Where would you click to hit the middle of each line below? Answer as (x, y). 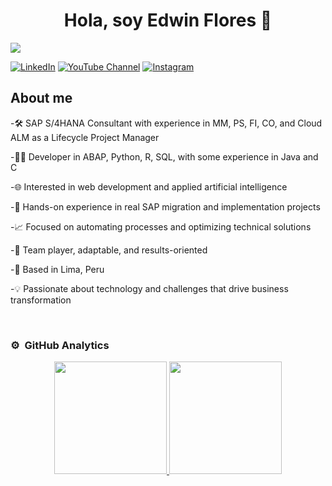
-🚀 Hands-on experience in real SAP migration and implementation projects (165, 206)
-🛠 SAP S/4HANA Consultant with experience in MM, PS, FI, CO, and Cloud (166, 123)
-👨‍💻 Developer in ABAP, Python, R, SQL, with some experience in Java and (164, 156)
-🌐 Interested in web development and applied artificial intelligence (149, 186)
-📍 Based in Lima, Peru (57, 269)
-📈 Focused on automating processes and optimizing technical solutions (161, 226)
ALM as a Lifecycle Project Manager (85, 137)
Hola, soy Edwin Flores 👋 (168, 20)
